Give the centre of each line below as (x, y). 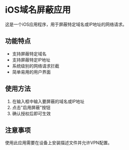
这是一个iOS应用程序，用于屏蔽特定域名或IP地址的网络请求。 (66, 24)
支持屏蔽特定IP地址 (31, 60)
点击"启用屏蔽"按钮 (31, 107)
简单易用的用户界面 (31, 72)
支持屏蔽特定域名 (29, 53)
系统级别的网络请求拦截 (36, 66)
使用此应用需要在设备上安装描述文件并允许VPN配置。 (59, 143)
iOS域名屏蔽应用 (38, 10)
